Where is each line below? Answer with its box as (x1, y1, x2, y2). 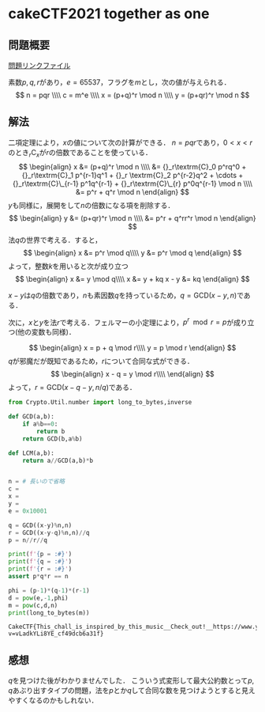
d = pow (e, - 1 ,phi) (8, 594, 69, 602)
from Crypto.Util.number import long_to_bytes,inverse (8, 399, 192, 407)
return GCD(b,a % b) (22, 434, 83, 443)
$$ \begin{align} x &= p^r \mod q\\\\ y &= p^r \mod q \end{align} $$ (23, 248, 242, 257)
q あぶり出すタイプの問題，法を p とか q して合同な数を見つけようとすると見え (8, 686, 256, 695)
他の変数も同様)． (17, 328, 77, 337)
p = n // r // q (8, 536, 47, 544)
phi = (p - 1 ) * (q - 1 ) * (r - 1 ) (8, 586, 90, 594)
